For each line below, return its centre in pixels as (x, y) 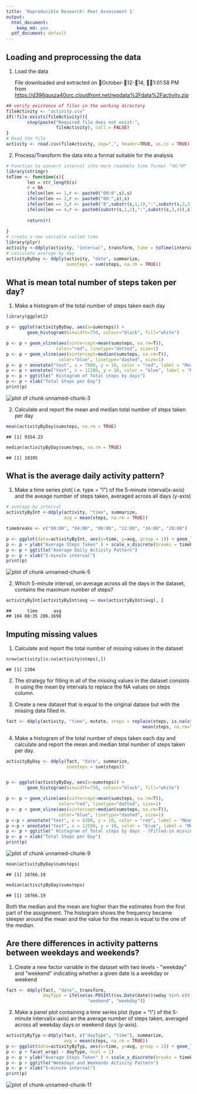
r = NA (35, 188)
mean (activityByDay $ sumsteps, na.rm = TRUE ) (61, 426)
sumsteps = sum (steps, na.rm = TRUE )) (114, 264)
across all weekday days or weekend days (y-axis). (76, 1025)
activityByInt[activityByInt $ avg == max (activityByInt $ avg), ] (85, 600)
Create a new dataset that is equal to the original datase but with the (97, 704)
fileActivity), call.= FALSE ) (93, 128)
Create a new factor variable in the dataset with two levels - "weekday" (101, 967)
